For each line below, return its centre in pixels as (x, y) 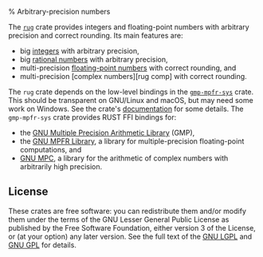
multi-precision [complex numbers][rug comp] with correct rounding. (133, 76)
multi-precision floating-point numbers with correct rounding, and (128, 68)
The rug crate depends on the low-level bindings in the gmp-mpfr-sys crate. (131, 92)
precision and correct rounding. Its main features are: (96, 36)
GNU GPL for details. (43, 245)
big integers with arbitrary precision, (79, 51)
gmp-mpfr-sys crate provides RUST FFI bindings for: (92, 117)
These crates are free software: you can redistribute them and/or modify (128, 211)
